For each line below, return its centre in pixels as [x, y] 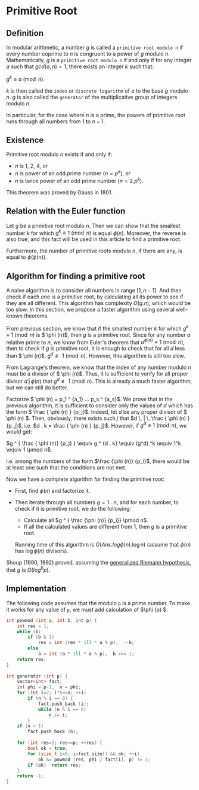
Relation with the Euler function [66, 211]
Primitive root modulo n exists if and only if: [59, 154]
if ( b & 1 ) [41, 637]
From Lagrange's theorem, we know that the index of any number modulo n [99, 367]
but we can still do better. [37, 388]
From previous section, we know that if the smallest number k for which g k [97, 328]
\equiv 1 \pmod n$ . [29, 450]
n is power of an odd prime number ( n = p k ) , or [73, 173]
